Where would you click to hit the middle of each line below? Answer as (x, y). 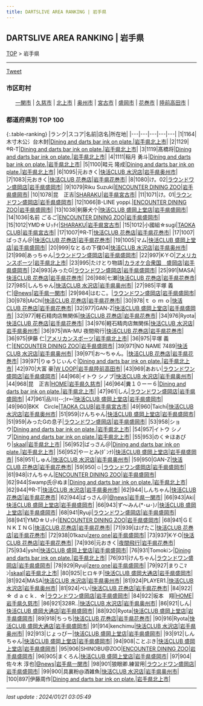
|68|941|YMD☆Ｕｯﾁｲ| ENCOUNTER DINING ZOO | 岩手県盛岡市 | (84, 520)
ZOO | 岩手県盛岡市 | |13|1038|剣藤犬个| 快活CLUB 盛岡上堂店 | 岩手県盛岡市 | (97, 210)
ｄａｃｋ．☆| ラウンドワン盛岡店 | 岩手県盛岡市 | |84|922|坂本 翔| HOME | (104, 596)
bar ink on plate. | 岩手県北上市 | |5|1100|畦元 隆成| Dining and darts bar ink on (100, 165)
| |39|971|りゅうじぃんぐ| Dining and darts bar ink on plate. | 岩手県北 (101, 361)
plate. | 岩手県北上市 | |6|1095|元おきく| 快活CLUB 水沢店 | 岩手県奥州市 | (92, 172)
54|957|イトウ (152, 429)
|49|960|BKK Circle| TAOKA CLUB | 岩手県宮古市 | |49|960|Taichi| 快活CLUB (100, 407)
